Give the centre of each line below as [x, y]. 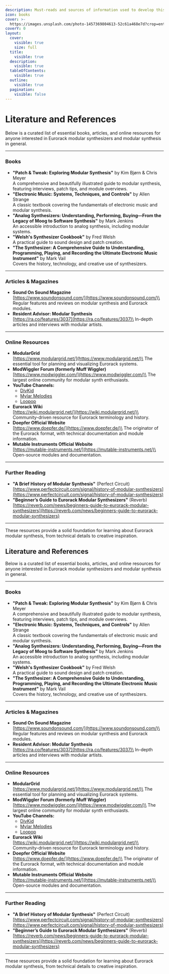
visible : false [30, 94]
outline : [19, 80]
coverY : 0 [16, 29]
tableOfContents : [28, 71]
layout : [13, 33]
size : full [26, 47]
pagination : [22, 89]
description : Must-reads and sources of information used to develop [80, 10]
